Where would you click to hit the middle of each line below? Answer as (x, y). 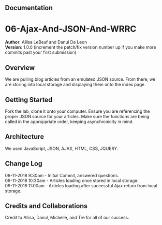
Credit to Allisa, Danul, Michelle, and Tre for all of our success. (67, 218)
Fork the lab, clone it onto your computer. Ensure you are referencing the (77, 111)
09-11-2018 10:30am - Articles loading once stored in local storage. (72, 180)
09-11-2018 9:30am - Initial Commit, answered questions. (62, 175)
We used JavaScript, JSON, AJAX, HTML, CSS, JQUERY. (62, 148)
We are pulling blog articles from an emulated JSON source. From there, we (80, 79)
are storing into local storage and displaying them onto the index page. (75, 85)
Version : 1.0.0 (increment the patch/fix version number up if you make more (81, 47)
